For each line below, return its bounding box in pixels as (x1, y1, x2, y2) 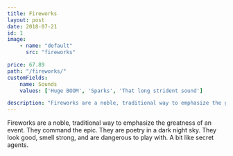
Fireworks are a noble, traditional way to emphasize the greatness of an (7, 119, 212, 127)
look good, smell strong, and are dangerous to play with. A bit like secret (7, 133, 214, 142)
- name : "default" (19, 42, 73, 49)
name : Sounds (19, 80, 58, 87)
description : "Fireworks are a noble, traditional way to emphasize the (7, 100, 222, 107)
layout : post (7, 17, 45, 24)
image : (7, 36, 26, 43)
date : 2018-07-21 (7, 23, 58, 30)
